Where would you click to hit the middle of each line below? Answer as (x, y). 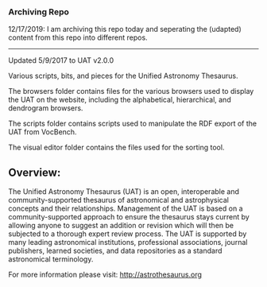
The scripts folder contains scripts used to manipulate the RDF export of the (132, 124)
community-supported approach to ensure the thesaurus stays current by (129, 217)
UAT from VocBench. (43, 132)
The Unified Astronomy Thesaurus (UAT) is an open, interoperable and (124, 192)
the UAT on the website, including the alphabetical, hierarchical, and (120, 100)
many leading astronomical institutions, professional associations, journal (128, 242)
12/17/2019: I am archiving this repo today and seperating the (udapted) (125, 29)
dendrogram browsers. (46, 108)
